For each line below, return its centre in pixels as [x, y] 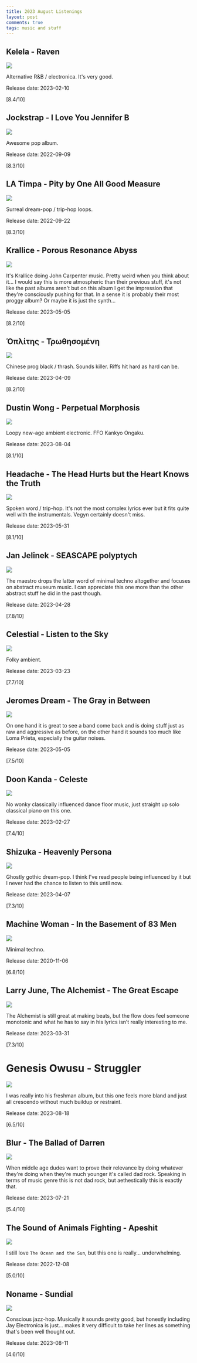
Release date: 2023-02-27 [38, 822]
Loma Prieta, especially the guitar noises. [56, 738]
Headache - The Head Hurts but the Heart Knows [98, 474]
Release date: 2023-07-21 [38, 1198]
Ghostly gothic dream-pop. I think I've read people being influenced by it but [98, 877]
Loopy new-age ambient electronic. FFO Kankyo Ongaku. [75, 433]
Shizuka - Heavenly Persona [59, 852]
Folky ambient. [24, 660]
